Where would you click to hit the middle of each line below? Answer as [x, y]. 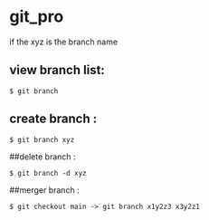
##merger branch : [44, 190]
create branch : [53, 119]
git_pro [37, 17]
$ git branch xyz [42, 139]
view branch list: [57, 70]
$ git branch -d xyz [48, 173]
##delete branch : [43, 157]
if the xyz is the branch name [64, 42]
